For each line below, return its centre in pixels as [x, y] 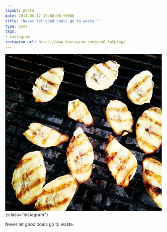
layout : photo [20, 10]
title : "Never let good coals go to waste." [52, 21]
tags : [11, 32]
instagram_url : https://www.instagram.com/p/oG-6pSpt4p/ [65, 42]
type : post [16, 26]
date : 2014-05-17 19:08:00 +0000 [40, 16]
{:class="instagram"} [27, 215]
